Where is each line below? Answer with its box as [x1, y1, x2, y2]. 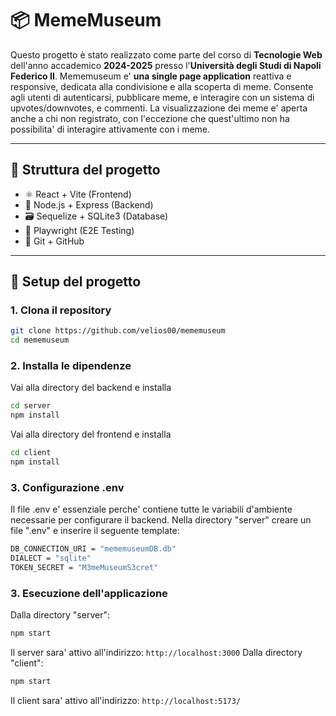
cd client [10, 448, 52, 458]
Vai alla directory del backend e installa [10, 382, 172, 394]
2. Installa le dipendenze [10, 359, 132, 373]
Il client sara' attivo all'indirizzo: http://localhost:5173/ [10, 694, 242, 706]
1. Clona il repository [10, 303, 112, 317]
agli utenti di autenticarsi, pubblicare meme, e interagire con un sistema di [10, 91, 315, 103]
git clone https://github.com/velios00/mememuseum [10, 326, 226, 336]
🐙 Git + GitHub [24, 235, 85, 247]
